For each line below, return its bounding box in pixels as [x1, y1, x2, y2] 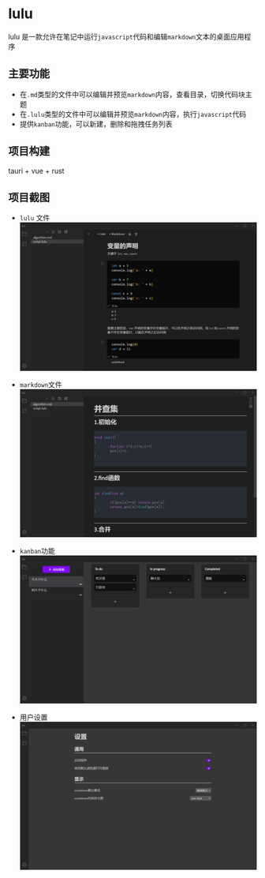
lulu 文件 [19, 213, 50, 223]
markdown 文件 [19, 380, 63, 389]
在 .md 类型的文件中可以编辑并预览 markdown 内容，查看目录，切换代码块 [19, 89, 246, 99]
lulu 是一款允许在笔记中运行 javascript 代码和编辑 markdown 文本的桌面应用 [8, 32, 244, 41]
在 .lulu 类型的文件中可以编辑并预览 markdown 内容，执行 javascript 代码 [19, 109, 247, 118]
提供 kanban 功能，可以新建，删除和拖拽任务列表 [19, 119, 173, 129]
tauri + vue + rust [8, 166, 65, 175]
